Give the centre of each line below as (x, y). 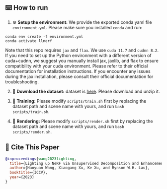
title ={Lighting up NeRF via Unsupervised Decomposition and (74, 163)
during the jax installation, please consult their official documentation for (79, 76)
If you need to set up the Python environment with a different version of (78, 55)
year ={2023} (22, 177)
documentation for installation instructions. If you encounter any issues (78, 71)
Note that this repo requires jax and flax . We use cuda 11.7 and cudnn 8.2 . (82, 50)
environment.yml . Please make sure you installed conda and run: (77, 27)
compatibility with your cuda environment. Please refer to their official (77, 66)
